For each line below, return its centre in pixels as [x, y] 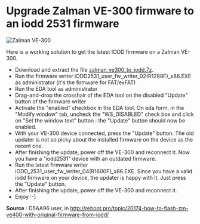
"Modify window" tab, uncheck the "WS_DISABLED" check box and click [104, 114]
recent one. [29, 146]
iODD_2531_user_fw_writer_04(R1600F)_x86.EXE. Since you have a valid [104, 171]
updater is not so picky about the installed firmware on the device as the [104, 139]
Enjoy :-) [25, 197]
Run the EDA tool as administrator [56, 88]
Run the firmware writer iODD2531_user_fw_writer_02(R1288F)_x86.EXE [103, 76]
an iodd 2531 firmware [63, 24]
